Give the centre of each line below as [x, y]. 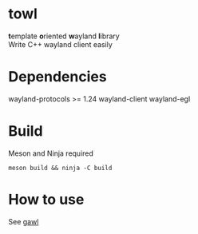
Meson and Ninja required [51, 153]
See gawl [24, 221]
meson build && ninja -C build [60, 168]
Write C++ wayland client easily [61, 44]
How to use [46, 200]
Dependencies [57, 77]
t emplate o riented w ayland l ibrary [64, 36]
